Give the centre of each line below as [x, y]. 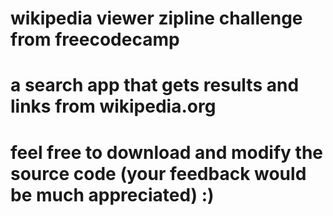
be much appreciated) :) [112, 194]
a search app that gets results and [155, 85]
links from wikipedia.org [113, 106]
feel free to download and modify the [166, 152]
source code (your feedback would [158, 173]
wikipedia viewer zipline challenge [156, 18]
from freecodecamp [95, 39]
